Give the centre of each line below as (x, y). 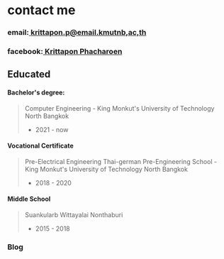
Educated (29, 74)
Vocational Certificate (41, 146)
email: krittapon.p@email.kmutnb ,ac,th (77, 33)
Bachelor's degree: (36, 93)
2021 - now (52, 129)
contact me (41, 10)
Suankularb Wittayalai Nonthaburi (74, 215)
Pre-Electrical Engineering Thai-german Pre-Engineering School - (121, 161)
